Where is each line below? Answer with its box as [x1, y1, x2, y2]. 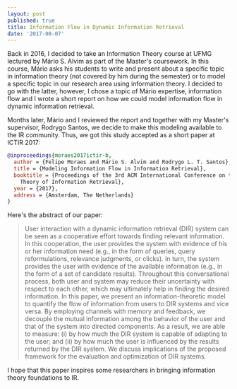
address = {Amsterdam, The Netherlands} [13, 192, 134, 199]
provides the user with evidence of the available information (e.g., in [24, 262, 223, 271]
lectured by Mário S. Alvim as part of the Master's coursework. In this [7, 57, 209, 66]
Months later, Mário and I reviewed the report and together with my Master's [7, 116, 229, 124]
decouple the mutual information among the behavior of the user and [24, 315, 226, 323]
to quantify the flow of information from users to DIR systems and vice [24, 300, 229, 308]
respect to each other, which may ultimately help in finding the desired [24, 284, 230, 294]
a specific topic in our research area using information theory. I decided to [7, 79, 223, 88]
